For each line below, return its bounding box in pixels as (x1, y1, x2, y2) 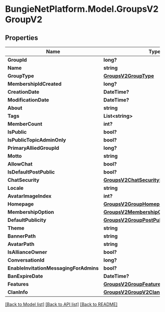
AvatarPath (7, 241, 34, 247)
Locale (7, 185, 24, 191)
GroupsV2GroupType (103, 72, 154, 79)
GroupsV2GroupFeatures (103, 281, 164, 287)
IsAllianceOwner (7, 249, 48, 255)
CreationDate (7, 89, 39, 95)
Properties (5, 34, 38, 42)
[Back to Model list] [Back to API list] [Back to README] (5, 302, 118, 307)
